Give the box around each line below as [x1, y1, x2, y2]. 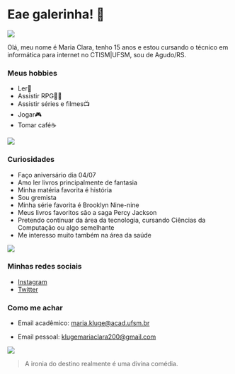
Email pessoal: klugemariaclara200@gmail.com [17, 332, 156, 341]
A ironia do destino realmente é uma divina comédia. [24, 360, 178, 368]
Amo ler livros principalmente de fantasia [17, 178, 138, 187]
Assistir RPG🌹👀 [17, 92, 62, 100]
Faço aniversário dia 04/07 [17, 170, 97, 179]
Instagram [17, 277, 47, 286]
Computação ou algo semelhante [17, 223, 115, 232]
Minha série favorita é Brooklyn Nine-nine [17, 201, 139, 209]
